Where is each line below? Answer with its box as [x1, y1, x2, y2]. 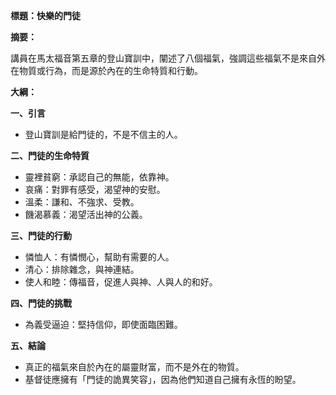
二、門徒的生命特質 [10, 150, 90, 161]
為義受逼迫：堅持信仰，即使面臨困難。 [24, 319, 183, 330]
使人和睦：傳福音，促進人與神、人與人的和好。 [24, 276, 218, 288]
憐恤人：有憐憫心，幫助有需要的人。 [24, 251, 175, 263]
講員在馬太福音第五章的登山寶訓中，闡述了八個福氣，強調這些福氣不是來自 [10, 52, 317, 64]
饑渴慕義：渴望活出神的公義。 [24, 209, 148, 220]
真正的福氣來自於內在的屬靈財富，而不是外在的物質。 [24, 361, 245, 373]
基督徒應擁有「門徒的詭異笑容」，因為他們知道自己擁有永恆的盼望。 [24, 374, 302, 385]
